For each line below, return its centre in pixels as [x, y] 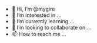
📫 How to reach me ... [39, 34]
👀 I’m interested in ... [36, 15]
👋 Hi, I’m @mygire [33, 9]
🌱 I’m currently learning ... [43, 21]
